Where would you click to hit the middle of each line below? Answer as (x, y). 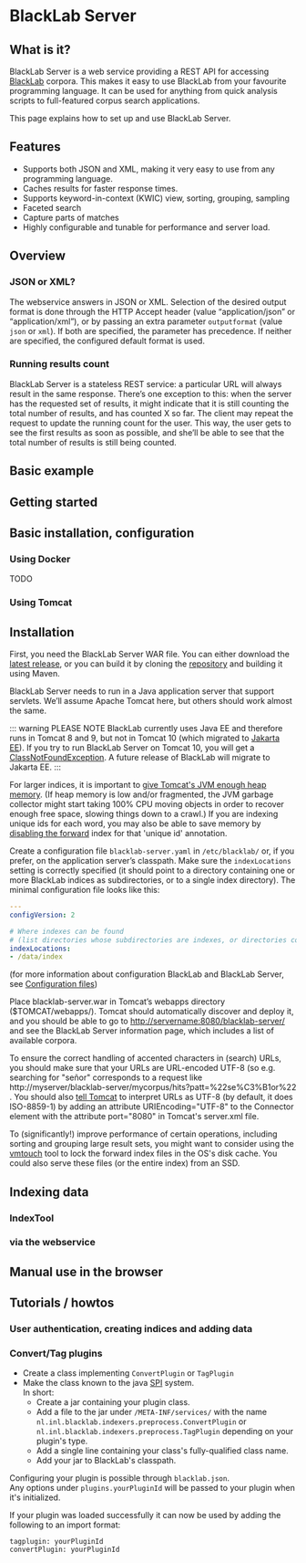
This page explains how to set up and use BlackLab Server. (120, 118)
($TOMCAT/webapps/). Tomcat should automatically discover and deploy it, (152, 1012)
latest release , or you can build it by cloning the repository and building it (146, 664)
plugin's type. (62, 1441)
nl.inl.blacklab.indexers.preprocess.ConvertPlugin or (141, 1421)
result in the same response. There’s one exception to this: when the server (151, 393)
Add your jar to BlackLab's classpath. (106, 1461)
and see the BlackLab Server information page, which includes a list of (142, 1031)
